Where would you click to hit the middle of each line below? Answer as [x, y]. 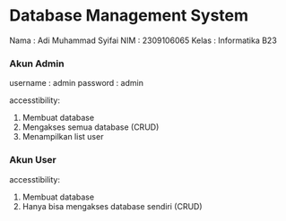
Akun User [33, 160]
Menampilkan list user [63, 137]
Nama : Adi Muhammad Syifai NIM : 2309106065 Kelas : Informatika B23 [143, 40]
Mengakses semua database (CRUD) [91, 127]
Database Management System [129, 16]
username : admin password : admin [76, 83]
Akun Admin [37, 64]
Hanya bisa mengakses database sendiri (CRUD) [113, 206]
